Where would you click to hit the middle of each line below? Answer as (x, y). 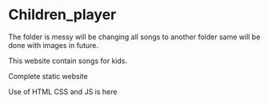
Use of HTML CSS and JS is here (63, 91)
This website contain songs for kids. (68, 61)
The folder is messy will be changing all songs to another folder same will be (134, 37)
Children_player (62, 15)
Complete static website (48, 76)
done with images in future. (53, 45)
